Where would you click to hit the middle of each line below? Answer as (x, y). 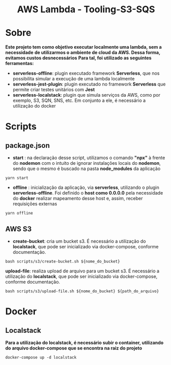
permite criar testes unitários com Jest (54, 90)
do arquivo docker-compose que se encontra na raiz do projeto (74, 348)
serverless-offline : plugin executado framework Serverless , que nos (86, 73)
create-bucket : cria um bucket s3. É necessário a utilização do (79, 241)
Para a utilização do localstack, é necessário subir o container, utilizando (84, 342)
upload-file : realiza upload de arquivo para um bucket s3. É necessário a (82, 271)
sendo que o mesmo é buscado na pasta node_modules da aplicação (87, 169)
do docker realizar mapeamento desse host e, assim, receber (78, 199)
